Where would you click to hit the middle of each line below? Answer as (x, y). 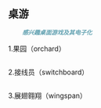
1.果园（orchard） (37, 49)
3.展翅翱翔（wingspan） (48, 95)
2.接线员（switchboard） (49, 72)
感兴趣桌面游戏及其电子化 (57, 32)
